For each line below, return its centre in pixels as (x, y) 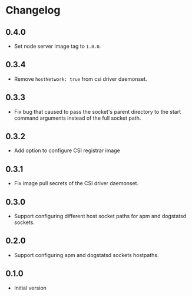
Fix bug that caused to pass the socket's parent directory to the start (97, 111)
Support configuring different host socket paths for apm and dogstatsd (100, 216)
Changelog (33, 10)
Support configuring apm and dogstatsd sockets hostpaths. (86, 255)
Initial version (30, 288)
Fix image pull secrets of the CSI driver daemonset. (76, 183)
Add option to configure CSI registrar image (67, 150)
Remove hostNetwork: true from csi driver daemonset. (81, 79)
